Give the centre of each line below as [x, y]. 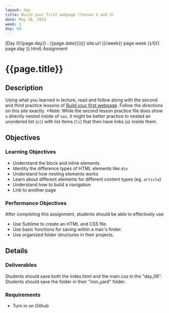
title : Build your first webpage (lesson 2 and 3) [60, 15]
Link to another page [34, 190]
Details [16, 251]
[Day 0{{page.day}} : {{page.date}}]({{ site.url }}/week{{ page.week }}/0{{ [82, 43]
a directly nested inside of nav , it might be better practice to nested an [78, 116]
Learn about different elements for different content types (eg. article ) [87, 179]
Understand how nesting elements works [55, 173]
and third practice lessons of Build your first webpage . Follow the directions [84, 106]
